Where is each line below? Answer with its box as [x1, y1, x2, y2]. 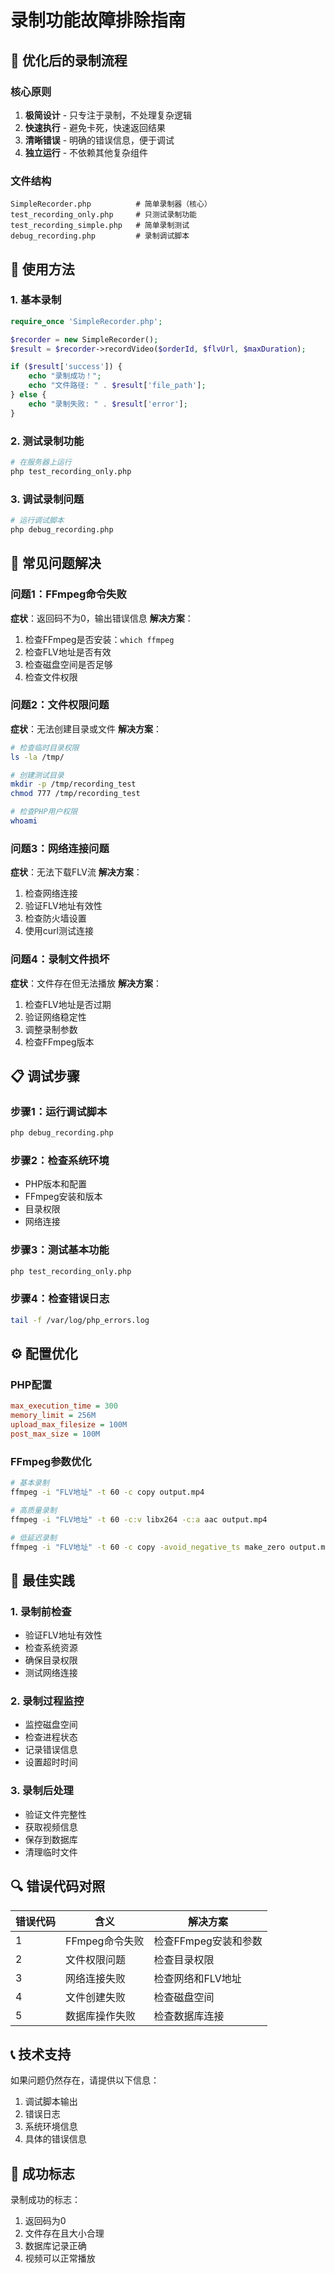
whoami [10, 816, 38, 826]
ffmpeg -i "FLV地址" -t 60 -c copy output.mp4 [10, 1487, 205, 1498]
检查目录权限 [153, 1952, 215, 1966]
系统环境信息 [24, 2121, 78, 2133]
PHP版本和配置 [24, 1178, 88, 1190]
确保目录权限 [24, 1654, 78, 1666]
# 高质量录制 [10, 1505, 57, 1515]
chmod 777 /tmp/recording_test [10, 789, 141, 799]
